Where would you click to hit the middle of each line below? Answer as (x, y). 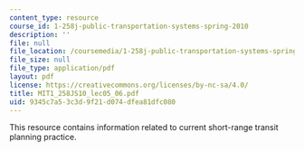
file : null (30, 43)
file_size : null (40, 60)
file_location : (38, 52)
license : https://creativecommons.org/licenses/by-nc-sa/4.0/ (129, 85)
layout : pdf (32, 77)
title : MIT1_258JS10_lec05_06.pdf (75, 93)
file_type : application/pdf (62, 69)
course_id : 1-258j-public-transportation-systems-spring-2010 (129, 26)
